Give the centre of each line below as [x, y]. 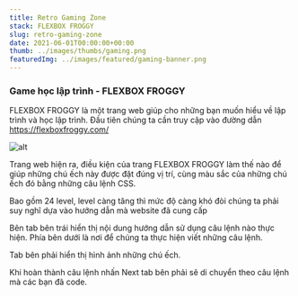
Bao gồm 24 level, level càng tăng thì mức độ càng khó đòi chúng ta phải [144, 201]
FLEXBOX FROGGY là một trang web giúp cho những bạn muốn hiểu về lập [148, 111]
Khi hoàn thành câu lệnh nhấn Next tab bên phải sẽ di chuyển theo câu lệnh [149, 273]
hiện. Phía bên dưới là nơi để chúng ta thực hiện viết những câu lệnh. [136, 238]
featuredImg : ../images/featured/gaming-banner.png [108, 59]
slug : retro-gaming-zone [56, 34]
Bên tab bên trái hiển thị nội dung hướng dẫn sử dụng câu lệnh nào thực [142, 228]
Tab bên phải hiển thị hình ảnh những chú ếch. [95, 255]
